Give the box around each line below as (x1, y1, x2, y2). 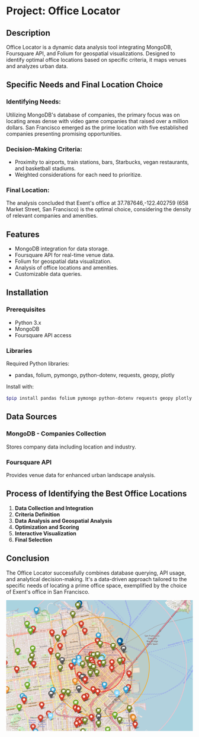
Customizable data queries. (14, 271, 82, 278)
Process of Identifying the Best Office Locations (6, 489, 187, 499)
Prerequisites (6, 305, 46, 313)
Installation (6, 287, 49, 298)
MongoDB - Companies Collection (6, 429, 107, 438)
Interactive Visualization (14, 529, 77, 537)
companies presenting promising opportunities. (6, 130, 122, 137)
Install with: (6, 383, 34, 390)
